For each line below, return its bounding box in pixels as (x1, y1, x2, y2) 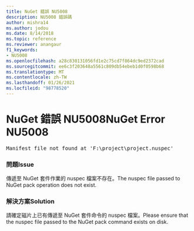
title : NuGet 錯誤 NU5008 (6, 8, 68, 15)
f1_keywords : (6, 47, 38, 53)
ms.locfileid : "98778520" (6, 85, 69, 91)
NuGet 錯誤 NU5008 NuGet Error (6, 113, 166, 126)
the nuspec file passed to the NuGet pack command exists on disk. (6, 219, 169, 226)
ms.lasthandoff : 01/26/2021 (6, 80, 75, 86)
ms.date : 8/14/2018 (6, 31, 54, 37)
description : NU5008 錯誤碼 (6, 14, 72, 20)
